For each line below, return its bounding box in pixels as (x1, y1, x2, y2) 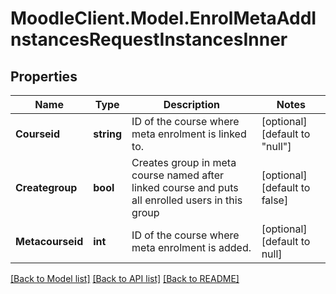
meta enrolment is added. (131, 241, 252, 254)
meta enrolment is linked (131, 127, 247, 141)
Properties (10, 68, 78, 85)
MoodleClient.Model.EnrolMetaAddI (10, 7, 317, 30)
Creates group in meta (131, 156, 237, 169)
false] (261, 193, 289, 207)
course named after (131, 168, 225, 182)
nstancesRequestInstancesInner (10, 28, 288, 51)
